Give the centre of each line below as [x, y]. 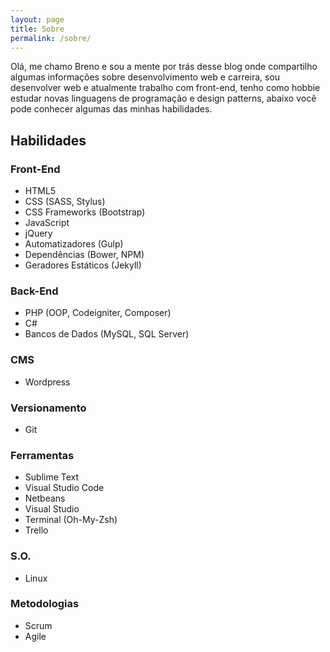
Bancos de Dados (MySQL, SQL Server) [107, 334]
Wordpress [47, 382]
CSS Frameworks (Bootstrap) [85, 212]
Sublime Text [52, 477]
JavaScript [47, 223]
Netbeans [45, 498]
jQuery [38, 233]
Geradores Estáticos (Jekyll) [83, 265]
